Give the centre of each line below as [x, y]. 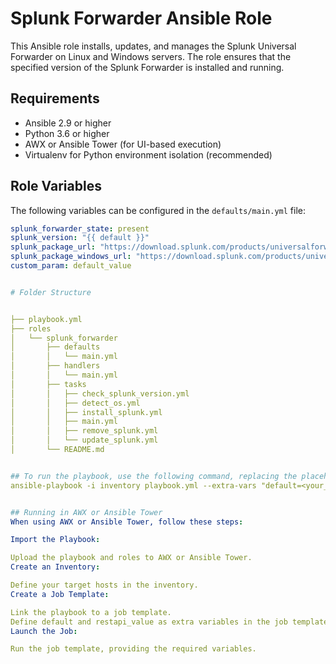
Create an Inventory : [55, 567]
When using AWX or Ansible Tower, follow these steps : [127, 522]
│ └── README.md [57, 450]
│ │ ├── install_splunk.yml [86, 412]
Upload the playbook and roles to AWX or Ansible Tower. [131, 558]
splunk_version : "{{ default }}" [80, 238]
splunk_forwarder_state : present [80, 228]
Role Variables [56, 186]
